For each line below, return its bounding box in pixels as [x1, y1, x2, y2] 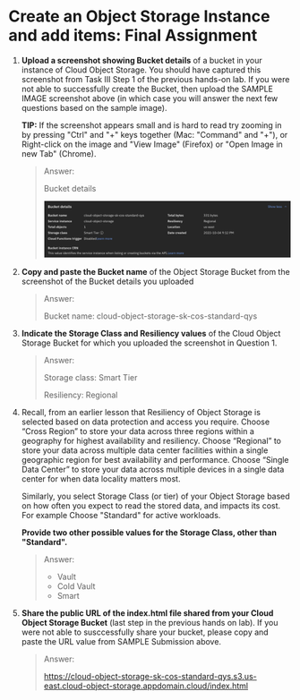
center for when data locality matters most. [21, 473, 181, 484]
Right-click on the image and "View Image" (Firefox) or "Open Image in [21, 139, 283, 149]
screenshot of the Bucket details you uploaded [21, 276, 194, 286]
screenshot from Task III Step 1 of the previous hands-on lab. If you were [21, 73, 290, 84]
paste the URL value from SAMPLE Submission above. [21, 636, 221, 646]
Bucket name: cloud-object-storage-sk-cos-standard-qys [43, 311, 258, 321]
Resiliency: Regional [43, 389, 118, 400]
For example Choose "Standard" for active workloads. [21, 509, 221, 520]
